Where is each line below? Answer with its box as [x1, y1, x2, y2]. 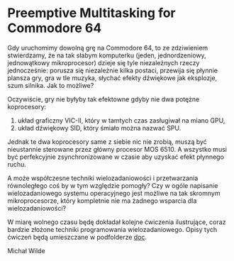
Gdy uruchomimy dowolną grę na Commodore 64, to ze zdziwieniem [7, 43, 208, 52]
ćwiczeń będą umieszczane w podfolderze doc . [7, 233, 147, 241]
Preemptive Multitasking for [7, 5, 176, 21]
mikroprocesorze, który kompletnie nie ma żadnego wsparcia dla [7, 196, 197, 205]
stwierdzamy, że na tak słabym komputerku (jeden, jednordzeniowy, [7, 51, 207, 60]
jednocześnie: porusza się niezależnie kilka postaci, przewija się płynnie [7, 66, 218, 74]
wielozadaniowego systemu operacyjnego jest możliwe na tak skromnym [7, 189, 221, 197]
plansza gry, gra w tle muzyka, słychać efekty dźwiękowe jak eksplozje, [7, 73, 218, 82]
